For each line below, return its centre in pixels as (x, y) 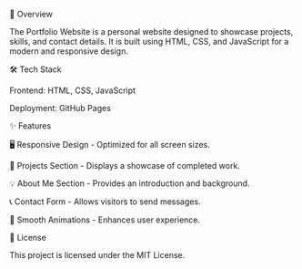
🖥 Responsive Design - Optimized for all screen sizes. (110, 145)
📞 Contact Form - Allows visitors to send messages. (106, 202)
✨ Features (30, 126)
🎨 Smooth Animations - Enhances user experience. (105, 220)
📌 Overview (31, 14)
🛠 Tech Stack (35, 69)
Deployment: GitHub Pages (60, 108)
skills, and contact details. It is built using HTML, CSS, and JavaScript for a (149, 41)
